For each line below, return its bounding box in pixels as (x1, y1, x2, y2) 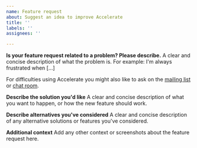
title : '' (6, 19, 31, 25)
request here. (6, 135, 39, 142)
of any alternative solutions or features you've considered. (6, 117, 149, 124)
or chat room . (6, 82, 40, 89)
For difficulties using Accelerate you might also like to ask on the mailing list (6, 76, 191, 83)
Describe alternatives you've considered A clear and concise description (6, 111, 188, 119)
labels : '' (6, 25, 33, 31)
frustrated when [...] (6, 64, 55, 71)
